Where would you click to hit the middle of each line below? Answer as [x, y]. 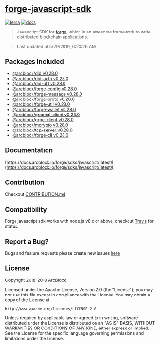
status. [12, 226]
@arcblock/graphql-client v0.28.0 [46, 115]
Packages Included [34, 62]
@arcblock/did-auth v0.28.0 [40, 78]
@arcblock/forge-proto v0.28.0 [43, 99]
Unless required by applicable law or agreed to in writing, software [72, 318]
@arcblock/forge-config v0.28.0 [44, 89]
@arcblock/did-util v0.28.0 [39, 83]
